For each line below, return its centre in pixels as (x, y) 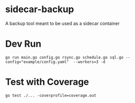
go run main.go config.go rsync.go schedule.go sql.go (64, 57)
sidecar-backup (40, 9)
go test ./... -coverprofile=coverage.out (51, 95)
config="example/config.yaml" (37, 62)
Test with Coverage (47, 82)
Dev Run (23, 44)
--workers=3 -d (89, 62)
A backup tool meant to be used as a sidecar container (63, 23)
